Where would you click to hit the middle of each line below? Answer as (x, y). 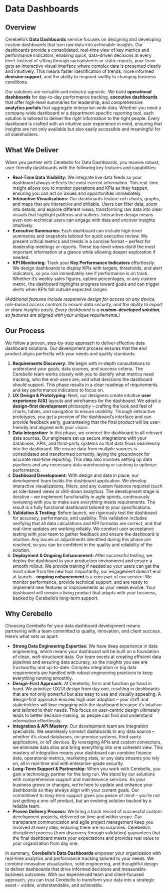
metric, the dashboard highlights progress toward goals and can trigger (86, 284)
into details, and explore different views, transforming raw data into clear (87, 209)
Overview (21, 27)
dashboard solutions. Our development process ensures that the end (76, 348)
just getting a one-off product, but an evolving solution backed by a (82, 801)
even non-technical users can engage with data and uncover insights (84, 220)
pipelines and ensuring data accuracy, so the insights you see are (80, 662)
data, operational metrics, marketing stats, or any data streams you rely (86, 758)
